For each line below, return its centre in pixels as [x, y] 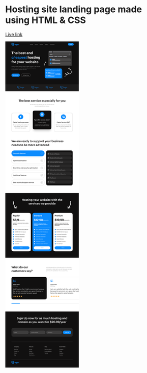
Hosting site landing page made [74, 9]
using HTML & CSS [46, 20]
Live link [14, 34]
